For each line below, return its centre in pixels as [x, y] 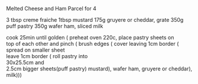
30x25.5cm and [25, 62]
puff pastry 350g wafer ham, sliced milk [55, 26]
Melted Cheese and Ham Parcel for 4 [51, 9]
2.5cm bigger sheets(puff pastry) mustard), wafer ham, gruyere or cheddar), [99, 69]
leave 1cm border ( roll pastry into [47, 56]
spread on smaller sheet [35, 50]
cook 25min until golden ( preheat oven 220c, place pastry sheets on [90, 37]
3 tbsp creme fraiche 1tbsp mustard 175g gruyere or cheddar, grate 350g [95, 20]
